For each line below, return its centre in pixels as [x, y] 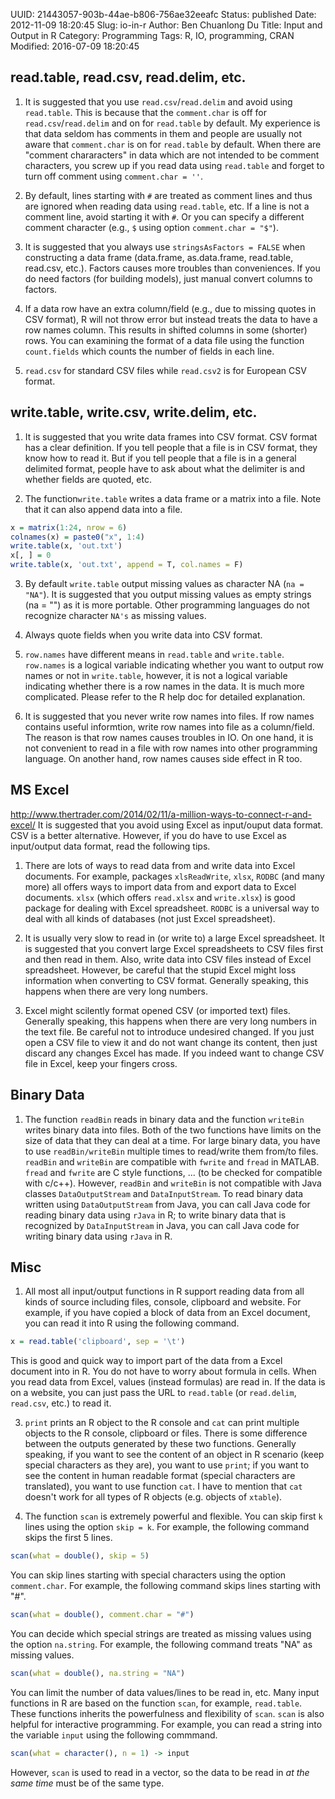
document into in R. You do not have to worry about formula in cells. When [163, 1371]
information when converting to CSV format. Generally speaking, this [166, 980]
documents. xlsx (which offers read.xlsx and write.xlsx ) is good [160, 897]
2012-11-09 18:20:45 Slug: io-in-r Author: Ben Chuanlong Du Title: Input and [166, 25]
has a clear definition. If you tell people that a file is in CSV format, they [171, 447]
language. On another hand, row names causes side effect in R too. [163, 758]
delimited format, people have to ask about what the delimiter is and [164, 468]
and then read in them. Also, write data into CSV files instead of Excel [168, 959]
